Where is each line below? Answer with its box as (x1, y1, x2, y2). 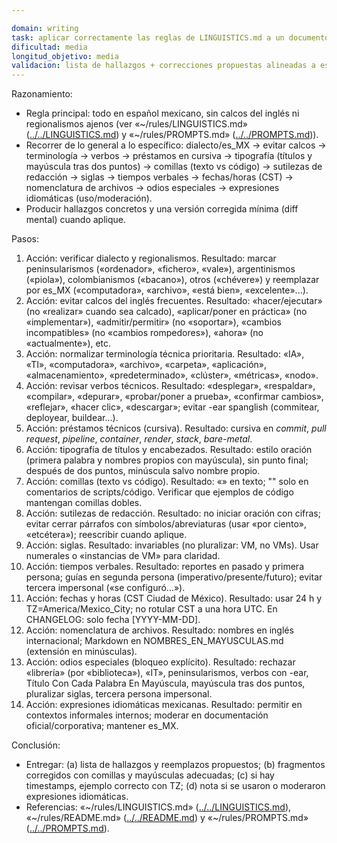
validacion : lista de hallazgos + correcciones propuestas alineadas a (11, 61, 316, 71)
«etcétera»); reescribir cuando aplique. (25, 529, 188, 541)
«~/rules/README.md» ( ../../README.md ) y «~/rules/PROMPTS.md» (25, 812, 309, 824)
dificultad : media (11, 42, 88, 52)
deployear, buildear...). (25, 412, 119, 424)
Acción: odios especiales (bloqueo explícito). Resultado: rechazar (25, 656, 296, 668)
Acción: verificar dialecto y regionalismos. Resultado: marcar (25, 252, 277, 265)
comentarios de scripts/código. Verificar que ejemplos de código (25, 486, 294, 498)
